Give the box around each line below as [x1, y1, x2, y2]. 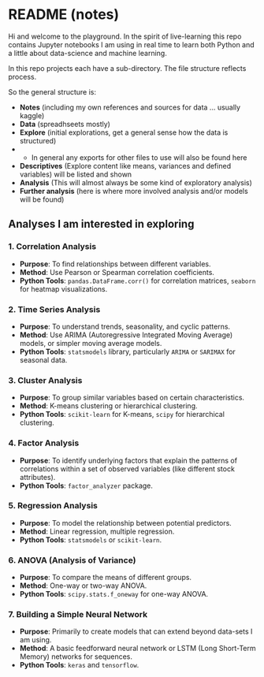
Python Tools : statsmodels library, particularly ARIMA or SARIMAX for [19, 347, 236, 356]
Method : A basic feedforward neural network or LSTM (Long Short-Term [19, 644, 256, 653]
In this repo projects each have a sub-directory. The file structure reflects [8, 63, 247, 73]
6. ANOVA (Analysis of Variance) [8, 554, 136, 565]
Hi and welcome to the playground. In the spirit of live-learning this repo [8, 32, 242, 41]
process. [8, 72, 37, 81]
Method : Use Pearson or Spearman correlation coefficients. [19, 267, 215, 277]
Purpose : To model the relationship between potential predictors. [19, 518, 232, 527]
